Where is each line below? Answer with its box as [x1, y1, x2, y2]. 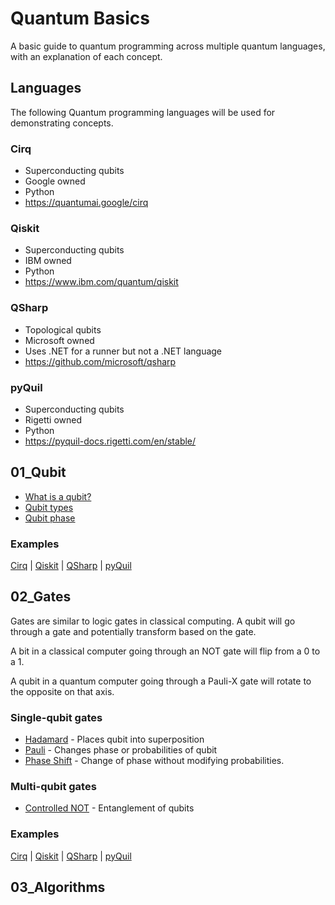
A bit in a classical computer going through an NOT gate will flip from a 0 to [10, 645, 321, 657]
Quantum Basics [10, 7, 150, 30]
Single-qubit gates [10, 710, 103, 724]
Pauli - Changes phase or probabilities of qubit [24, 744, 218, 756]
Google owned [24, 175, 86, 187]
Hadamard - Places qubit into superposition [24, 733, 205, 746]
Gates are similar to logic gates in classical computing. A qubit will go [10, 615, 296, 627]
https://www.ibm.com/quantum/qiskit [24, 276, 179, 288]
